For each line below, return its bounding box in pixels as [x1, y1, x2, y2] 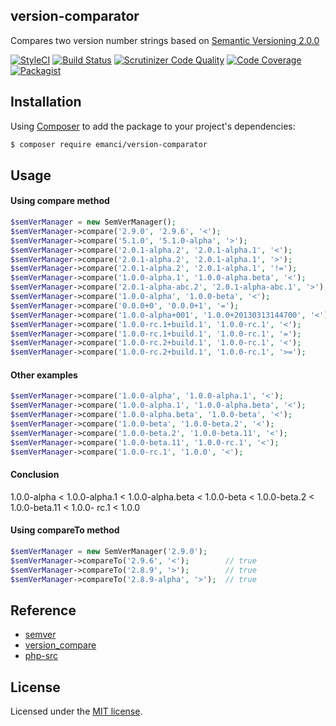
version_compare [24, 639, 97, 651]
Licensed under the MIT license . [10, 705, 143, 718]
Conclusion [10, 469, 60, 481]
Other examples [10, 369, 78, 381]
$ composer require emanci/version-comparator [10, 139, 208, 149]
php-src [24, 650, 59, 662]
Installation [10, 94, 82, 111]
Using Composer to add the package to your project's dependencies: [10, 120, 296, 132]
